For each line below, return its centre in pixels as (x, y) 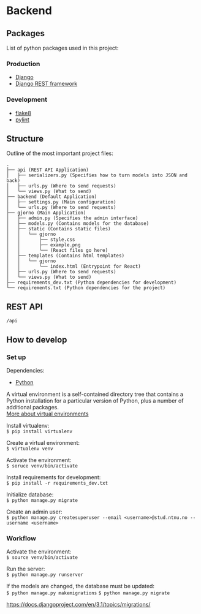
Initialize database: (30, 495)
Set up (16, 357)
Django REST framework (46, 84)
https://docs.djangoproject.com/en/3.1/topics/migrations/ (78, 605)
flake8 (23, 113)
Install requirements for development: (54, 477)
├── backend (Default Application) (52, 197)
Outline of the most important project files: (60, 153)
